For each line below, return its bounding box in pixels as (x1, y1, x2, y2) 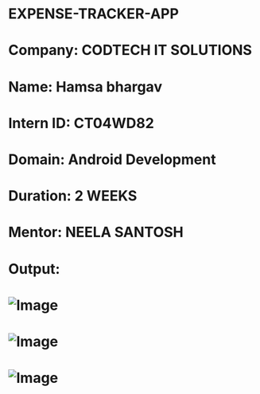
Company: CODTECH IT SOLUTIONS (8, 41, 253, 60)
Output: (8, 259, 60, 278)
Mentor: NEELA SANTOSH (8, 224, 184, 241)
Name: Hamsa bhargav (8, 77, 163, 96)
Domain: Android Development (8, 150, 216, 168)
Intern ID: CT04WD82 (8, 114, 155, 132)
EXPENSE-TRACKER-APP (8, 5, 179, 23)
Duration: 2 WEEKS (8, 187, 138, 205)
